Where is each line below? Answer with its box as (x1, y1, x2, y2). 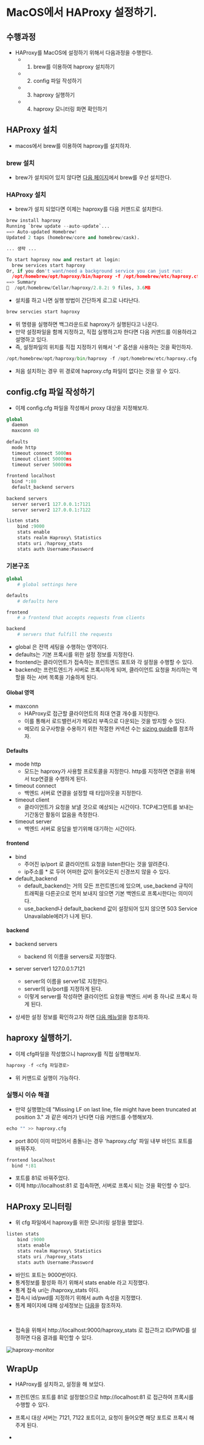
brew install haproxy (6, 217, 61, 224)
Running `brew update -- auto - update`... (6, 223, 110, 229)
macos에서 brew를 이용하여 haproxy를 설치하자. (15, 142, 132, 149)
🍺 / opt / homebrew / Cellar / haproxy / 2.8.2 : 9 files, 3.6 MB (6, 285, 151, 291)
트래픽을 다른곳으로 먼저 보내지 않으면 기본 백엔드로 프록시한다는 (24, 889, 177, 897)
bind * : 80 (12, 478, 36, 485)
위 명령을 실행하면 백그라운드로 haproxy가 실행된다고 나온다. (15, 320, 159, 327)
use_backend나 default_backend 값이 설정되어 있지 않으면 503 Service (24, 904, 197, 912)
